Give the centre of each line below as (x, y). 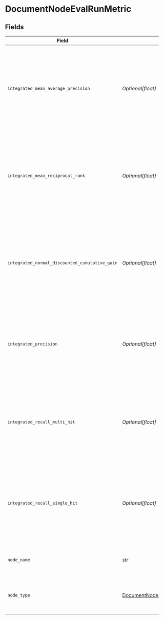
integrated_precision (32, 344)
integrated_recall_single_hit (43, 503)
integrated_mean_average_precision (49, 89)
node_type (19, 595)
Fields (15, 27)
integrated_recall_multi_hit (41, 422)
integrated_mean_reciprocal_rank (46, 176)
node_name (19, 560)
